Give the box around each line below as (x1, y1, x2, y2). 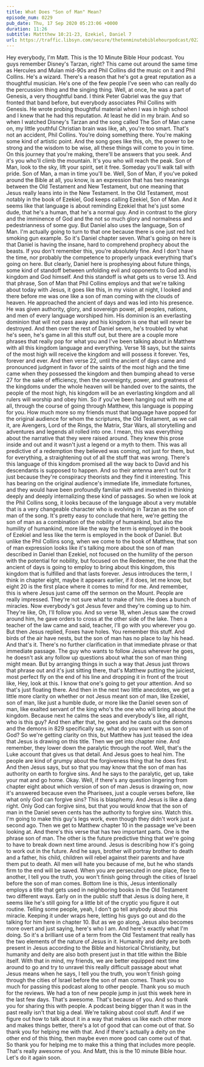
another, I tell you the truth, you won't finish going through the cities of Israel (6, 873, 198, 881)
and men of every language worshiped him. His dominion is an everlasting (6, 312, 192, 319)
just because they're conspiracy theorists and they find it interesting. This (6, 473, 191, 480)
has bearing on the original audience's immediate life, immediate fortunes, (6, 480, 192, 486)
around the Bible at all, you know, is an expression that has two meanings (6, 177, 189, 183)
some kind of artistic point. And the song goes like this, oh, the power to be (6, 138, 194, 145)
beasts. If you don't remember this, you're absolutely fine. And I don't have (6, 247, 194, 254)
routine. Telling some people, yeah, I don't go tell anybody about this (6, 905, 178, 913)
